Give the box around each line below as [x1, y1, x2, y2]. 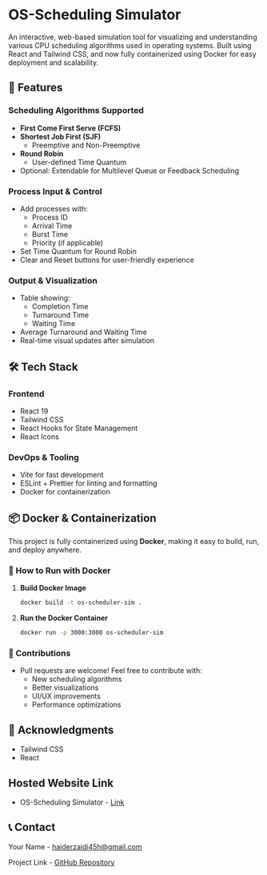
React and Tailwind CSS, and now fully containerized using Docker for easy [8, 49, 257, 58]
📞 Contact [8, 821, 56, 834]
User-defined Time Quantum [31, 157, 126, 167]
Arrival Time [31, 220, 73, 230]
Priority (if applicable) [31, 238, 104, 248]
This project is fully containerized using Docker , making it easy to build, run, [8, 537, 260, 546]
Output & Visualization [8, 275, 98, 286]
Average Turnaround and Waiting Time [19, 327, 148, 337]
